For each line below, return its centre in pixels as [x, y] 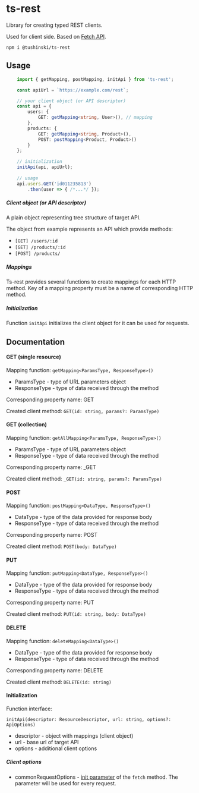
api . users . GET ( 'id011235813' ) [54, 184]
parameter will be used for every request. [65, 783]
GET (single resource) [34, 357]
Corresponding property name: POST [52, 535]
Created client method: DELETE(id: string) [59, 682]
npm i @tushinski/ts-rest [38, 47]
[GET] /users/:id [36, 241]
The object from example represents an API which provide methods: [90, 229]
